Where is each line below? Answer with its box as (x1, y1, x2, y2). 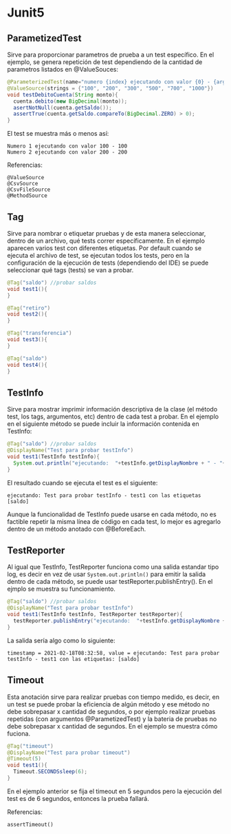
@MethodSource (7, 192, 48, 199)
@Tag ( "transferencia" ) (7, 329, 72, 337)
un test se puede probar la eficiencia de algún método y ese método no (7, 700, 210, 708)
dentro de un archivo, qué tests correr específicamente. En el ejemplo (7, 236, 205, 245)
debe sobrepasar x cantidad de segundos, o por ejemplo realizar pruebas (7, 707, 216, 715)
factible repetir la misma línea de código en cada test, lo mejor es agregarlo (7, 517, 221, 525)
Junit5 (7, 5, 45, 21)
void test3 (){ (7, 336, 48, 343)
